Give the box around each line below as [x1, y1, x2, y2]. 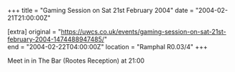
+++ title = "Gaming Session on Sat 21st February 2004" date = [7, 6, 194, 14]
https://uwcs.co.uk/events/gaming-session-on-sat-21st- [60, 28, 226, 36]
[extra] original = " [7, 28, 61, 36]
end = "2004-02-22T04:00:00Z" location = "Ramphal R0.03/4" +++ [7, 43, 209, 51]
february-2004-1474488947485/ [7, 35, 105, 43]
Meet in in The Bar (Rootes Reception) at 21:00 [7, 56, 145, 65]
